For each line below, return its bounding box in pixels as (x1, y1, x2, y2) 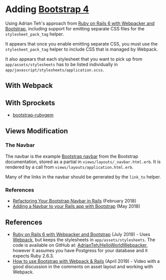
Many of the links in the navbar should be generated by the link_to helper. (5, 173, 161, 180)
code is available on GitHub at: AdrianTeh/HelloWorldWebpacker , (12, 242, 148, 248)
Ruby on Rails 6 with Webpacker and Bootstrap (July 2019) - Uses (12, 231, 150, 237)
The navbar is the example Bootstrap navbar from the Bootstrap (5, 153, 138, 159)
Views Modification (5, 126, 68, 135)
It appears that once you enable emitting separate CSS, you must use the (5, 40, 158, 46)
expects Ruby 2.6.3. (12, 253, 54, 259)
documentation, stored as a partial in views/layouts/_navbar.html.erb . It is (5, 158, 161, 165)
